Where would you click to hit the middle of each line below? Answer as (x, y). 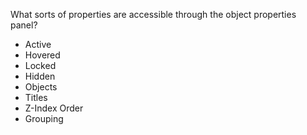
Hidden (40, 76)
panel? (24, 25)
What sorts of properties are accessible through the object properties (153, 14)
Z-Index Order (54, 108)
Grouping (44, 118)
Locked (40, 65)
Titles (36, 97)
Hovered (42, 55)
